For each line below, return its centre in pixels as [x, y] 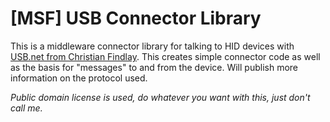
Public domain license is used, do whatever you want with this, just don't [160, 97]
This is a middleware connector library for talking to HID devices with [152, 46]
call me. [26, 108]
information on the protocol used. [79, 78]
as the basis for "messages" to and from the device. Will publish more [154, 67]
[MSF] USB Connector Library [136, 18]
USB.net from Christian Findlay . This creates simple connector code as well [165, 56]
